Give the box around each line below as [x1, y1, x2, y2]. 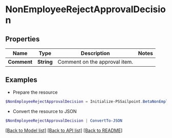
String [37, 59, 53, 65]
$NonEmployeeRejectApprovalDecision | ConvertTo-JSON [5, 118, 123, 123]
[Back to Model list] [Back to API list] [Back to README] [5, 127, 123, 133]
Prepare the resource [12, 89, 58, 95]
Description [81, 50, 110, 57]
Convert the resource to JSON [12, 108, 77, 114]
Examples [5, 75, 37, 85]
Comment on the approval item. [57, 59, 134, 65]
